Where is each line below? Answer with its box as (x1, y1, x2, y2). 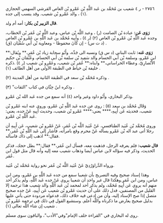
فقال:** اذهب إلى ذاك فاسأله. (5, 133, 60, 139)
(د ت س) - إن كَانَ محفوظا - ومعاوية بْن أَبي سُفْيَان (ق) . (5, 40, 107, 46)
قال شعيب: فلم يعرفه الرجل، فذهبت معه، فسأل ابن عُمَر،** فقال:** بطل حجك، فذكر (5, 142, 158, 148)
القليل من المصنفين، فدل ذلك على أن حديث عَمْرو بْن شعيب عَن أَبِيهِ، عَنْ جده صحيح (5, 187, 155, 193)
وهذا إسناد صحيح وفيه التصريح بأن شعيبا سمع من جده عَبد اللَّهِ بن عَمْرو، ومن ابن (5, 172, 149, 178)
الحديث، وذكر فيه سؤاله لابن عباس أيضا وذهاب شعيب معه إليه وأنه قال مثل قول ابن (5, 148, 155, 153)
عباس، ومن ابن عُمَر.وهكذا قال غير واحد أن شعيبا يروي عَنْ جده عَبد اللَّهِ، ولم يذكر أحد (5, 177, 158, 182)
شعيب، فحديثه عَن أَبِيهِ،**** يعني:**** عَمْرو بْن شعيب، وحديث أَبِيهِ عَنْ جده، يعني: (5, 108, 152, 114)
